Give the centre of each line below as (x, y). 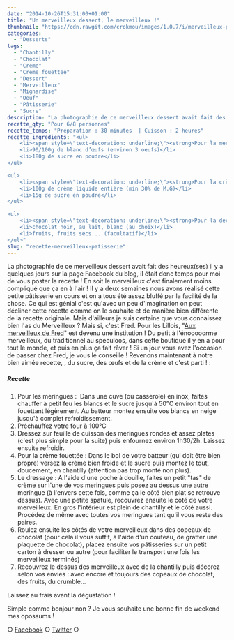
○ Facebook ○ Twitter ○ (43, 630)
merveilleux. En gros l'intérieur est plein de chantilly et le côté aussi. (115, 507)
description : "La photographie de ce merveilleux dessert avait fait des (117, 117)
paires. (27, 522)
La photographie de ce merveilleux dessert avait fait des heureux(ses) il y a (115, 267)
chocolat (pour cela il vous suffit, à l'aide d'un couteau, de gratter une (117, 537)
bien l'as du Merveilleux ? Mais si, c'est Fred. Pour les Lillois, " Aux (102, 326)
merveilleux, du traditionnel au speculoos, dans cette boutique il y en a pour (116, 341)
